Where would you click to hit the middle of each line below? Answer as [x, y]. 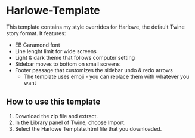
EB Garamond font [38, 45]
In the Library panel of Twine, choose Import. [70, 122]
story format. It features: [36, 33]
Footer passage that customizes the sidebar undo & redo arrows [94, 70]
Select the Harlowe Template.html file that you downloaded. [88, 128]
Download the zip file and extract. [56, 116]
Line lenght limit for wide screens [55, 51]
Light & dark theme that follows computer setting [75, 57]
